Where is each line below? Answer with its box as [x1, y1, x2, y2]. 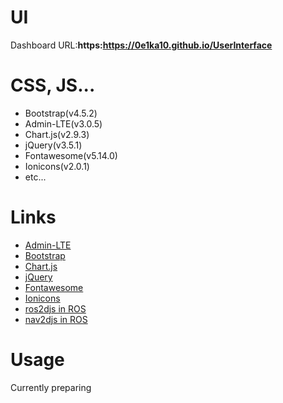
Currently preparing [10, 381, 92, 393]
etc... [24, 171, 47, 183]
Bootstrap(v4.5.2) [24, 107, 98, 119]
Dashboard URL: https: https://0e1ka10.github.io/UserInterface [10, 39, 273, 51]
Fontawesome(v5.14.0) [24, 149, 118, 161]
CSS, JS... [10, 74, 96, 97]
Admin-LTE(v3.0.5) [24, 117, 103, 130]
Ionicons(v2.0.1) [24, 160, 90, 172]
